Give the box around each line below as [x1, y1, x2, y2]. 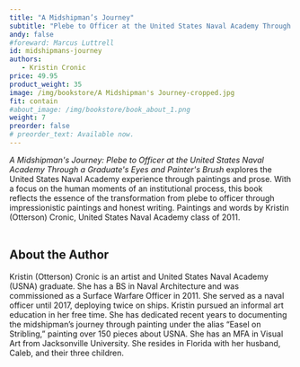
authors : [9, 55, 42, 64]
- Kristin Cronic [21, 64, 87, 73]
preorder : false [9, 122, 70, 131]
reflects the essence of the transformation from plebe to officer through [9, 192, 276, 203]
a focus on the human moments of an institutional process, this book [9, 183, 263, 194]
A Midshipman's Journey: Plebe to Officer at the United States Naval [9, 154, 265, 165]
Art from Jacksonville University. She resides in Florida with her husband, [9, 337, 281, 348]
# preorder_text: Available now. [9, 130, 135, 139]
